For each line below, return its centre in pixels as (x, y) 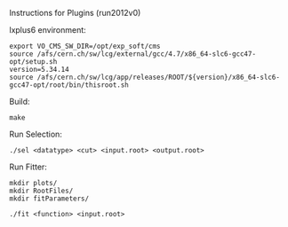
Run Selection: (36, 134)
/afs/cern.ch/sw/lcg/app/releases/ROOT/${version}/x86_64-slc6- (158, 77)
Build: (20, 102)
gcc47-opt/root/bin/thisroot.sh (69, 85)
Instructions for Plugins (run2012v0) (75, 13)
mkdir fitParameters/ (49, 199)
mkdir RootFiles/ (41, 191)
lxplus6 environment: (48, 30)
